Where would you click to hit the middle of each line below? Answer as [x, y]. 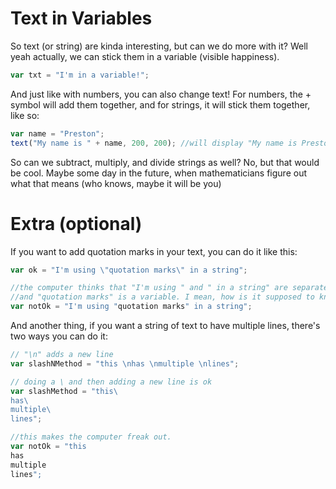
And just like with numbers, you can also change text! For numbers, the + [161, 94]
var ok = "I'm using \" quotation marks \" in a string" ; [129, 270]
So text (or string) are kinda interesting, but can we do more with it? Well [159, 46]
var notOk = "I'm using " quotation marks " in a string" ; [131, 307]
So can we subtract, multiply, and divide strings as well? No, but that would [165, 162]
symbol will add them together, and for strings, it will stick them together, [160, 104]
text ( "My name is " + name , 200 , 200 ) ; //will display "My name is [154, 143]
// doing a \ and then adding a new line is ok [111, 382]
